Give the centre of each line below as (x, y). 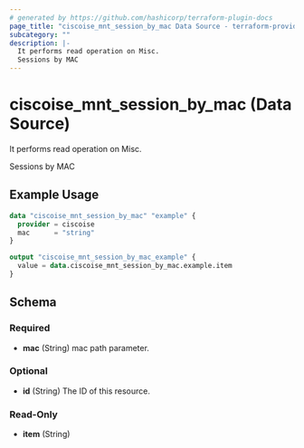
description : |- (40, 43)
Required (30, 329)
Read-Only (34, 415)
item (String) (46, 434)
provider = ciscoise (56, 224)
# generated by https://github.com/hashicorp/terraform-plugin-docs (141, 18)
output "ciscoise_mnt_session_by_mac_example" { (103, 257)
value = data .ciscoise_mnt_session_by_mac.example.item (125, 266)
